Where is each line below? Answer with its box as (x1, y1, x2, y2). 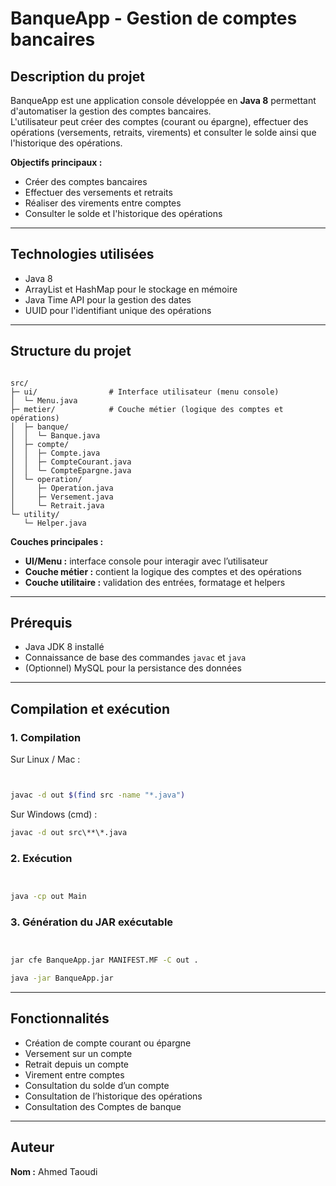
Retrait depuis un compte (24, 1058, 130, 1070)
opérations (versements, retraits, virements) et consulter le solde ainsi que (10, 127, 317, 138)
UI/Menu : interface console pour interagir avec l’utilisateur (24, 555, 269, 567)
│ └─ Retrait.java (10, 500, 105, 511)
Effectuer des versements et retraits (24, 187, 173, 198)
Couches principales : (10, 535, 104, 547)
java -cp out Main (10, 892, 87, 902)
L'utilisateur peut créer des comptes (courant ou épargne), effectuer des (10, 116, 309, 127)
